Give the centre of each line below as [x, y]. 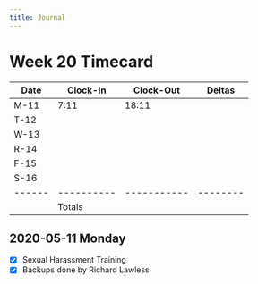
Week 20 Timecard [82, 61]
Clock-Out [157, 90]
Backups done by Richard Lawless [86, 270]
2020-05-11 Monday [68, 238]
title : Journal [38, 17]
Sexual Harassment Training [74, 260]
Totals [70, 206]
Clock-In [86, 90]
